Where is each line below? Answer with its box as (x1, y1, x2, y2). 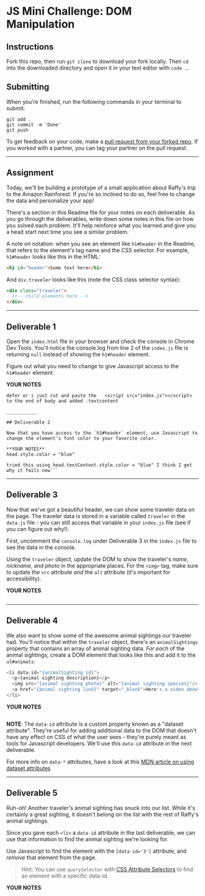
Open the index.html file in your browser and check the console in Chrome (6, 338, 195, 345)
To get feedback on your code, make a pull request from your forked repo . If (6, 137, 198, 145)
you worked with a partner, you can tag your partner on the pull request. (6, 144, 188, 151)
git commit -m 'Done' (6, 121, 62, 128)
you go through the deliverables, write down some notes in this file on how (6, 215, 194, 222)
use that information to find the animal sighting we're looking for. (6, 835, 169, 843)
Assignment (6, 168, 54, 178)
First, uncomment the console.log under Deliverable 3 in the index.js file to (6, 537, 197, 544)
